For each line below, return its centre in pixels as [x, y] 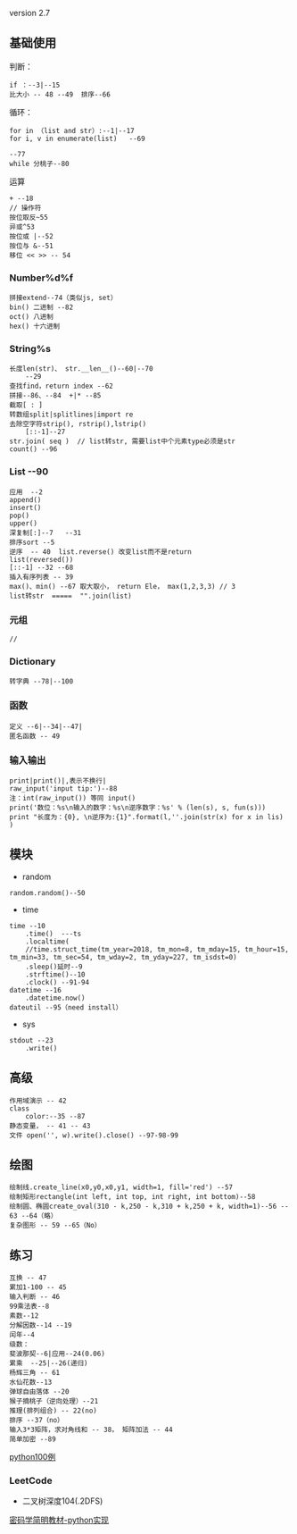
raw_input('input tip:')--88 [63, 788]
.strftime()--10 [56, 974]
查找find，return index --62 [62, 386]
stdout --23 [31, 1040]
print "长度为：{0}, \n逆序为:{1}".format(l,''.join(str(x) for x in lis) [146, 817]
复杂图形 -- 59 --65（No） [55, 1226]
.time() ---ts [54, 934]
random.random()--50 [48, 893]
